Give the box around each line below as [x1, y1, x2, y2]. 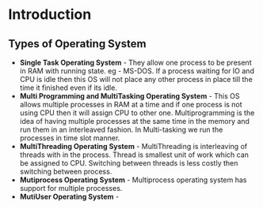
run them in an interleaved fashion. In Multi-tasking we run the [19, 125, 223, 134]
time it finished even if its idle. [19, 83, 117, 92]
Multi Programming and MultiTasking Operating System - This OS [19, 91, 240, 100]
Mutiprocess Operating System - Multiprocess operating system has [19, 175, 247, 185]
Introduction [8, 6, 92, 24]
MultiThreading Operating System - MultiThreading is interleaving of [19, 142, 248, 151]
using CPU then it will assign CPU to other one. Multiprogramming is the [19, 108, 255, 118]
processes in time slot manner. [19, 133, 120, 143]
